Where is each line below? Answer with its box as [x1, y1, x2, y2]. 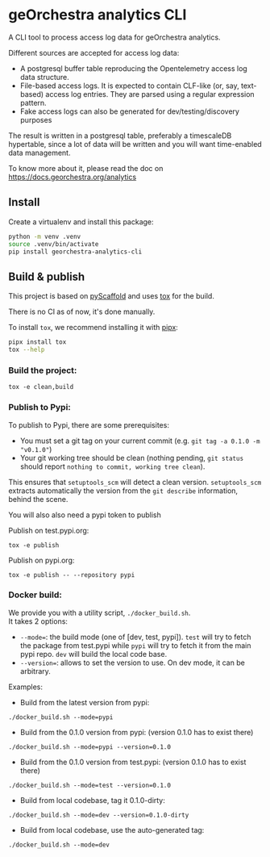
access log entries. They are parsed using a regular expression [45, 89, 255, 98]
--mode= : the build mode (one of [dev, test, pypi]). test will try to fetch [19, 632, 251, 642]
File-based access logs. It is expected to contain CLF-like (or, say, [19, 81, 239, 90]
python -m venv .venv [8, 232, 81, 240]
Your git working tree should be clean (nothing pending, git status [19, 453, 244, 462]
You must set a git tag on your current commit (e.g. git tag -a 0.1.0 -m [19, 436, 260, 445]
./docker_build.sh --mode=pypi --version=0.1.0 [8, 742, 172, 751]
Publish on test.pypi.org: [8, 525, 89, 535]
